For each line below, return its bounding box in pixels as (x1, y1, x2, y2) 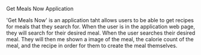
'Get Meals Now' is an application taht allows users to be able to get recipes (6, 17, 194, 23)
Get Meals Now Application (6, 5, 74, 12)
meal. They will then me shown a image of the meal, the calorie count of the (6, 36, 194, 42)
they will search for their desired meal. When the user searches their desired (6, 29, 196, 36)
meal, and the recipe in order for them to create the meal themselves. (6, 42, 178, 49)
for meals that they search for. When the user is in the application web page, (6, 23, 195, 30)
